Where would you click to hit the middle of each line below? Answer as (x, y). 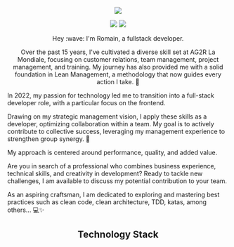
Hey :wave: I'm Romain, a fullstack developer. (118, 38)
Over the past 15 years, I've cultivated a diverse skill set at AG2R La (118, 52)
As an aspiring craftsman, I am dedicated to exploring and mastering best (113, 194)
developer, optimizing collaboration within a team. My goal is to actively (111, 124)
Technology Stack (118, 235)
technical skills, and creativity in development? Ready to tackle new (105, 173)
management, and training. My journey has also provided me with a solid (118, 67)
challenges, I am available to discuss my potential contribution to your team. (117, 181)
